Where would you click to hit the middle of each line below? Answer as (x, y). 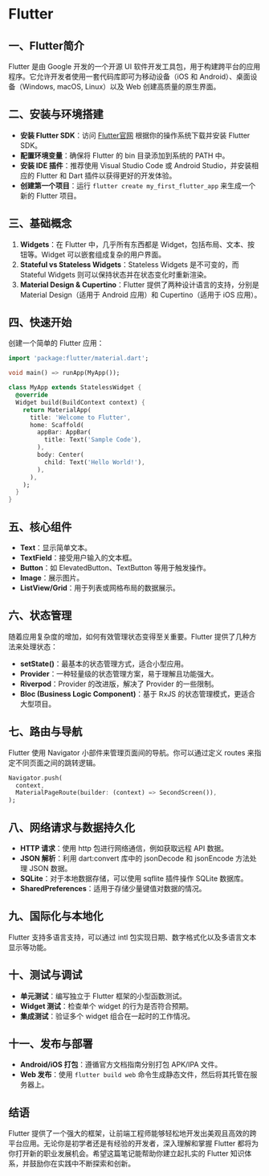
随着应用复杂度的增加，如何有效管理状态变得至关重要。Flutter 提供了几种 (129, 636)
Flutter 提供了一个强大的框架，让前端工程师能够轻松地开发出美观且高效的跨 (132, 1133)
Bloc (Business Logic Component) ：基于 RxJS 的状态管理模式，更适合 (137, 693)
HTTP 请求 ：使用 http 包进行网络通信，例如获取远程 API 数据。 (124, 848)
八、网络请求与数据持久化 (71, 827)
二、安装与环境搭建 (56, 115)
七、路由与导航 (45, 732)
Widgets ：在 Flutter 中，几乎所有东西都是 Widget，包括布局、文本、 (134, 244)
